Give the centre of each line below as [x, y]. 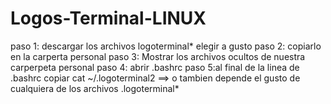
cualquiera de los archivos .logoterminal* [95, 88]
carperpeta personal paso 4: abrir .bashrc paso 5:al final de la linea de [155, 67]
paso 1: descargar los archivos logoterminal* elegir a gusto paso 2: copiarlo [166, 46]
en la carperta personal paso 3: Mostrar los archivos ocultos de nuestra [158, 56]
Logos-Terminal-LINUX [108, 18]
